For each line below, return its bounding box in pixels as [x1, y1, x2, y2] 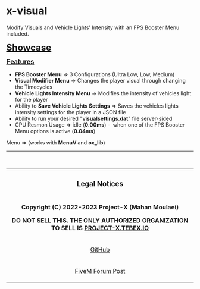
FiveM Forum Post [74, 266, 126, 275]
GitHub [90, 245, 110, 253]
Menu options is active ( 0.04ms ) [14, 127, 96, 134]
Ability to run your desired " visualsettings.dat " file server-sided [14, 115, 173, 122]
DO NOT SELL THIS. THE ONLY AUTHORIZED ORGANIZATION [11, 216, 189, 224]
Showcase [6, 42, 52, 53]
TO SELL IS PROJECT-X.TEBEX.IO [51, 224, 149, 232]
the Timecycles [14, 83, 52, 90]
